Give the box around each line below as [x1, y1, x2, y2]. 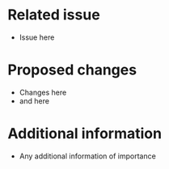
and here [19, 95, 50, 106]
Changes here [19, 87, 67, 97]
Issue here [19, 32, 55, 42]
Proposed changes [7, 61, 137, 79]
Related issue [7, 6, 100, 24]
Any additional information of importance [19, 151, 157, 161]
